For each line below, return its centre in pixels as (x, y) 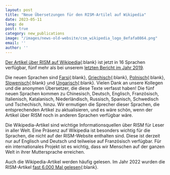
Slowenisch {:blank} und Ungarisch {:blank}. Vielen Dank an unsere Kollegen (84, 83)
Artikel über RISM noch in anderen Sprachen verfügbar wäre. (69, 115)
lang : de (14, 24)
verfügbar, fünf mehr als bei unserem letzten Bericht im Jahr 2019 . (75, 67)
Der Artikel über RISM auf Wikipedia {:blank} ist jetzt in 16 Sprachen (75, 62)
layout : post (19, 10)
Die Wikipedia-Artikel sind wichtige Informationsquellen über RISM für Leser (85, 125)
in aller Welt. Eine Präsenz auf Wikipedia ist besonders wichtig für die (78, 130)
